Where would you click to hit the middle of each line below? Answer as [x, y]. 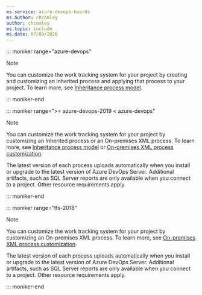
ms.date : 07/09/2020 [32, 34]
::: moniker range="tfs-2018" [42, 208]
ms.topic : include [29, 29]
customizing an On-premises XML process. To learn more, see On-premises [101, 238]
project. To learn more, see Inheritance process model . [74, 87]
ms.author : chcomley [32, 17]
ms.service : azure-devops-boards [48, 12]
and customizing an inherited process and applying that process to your [96, 81]
